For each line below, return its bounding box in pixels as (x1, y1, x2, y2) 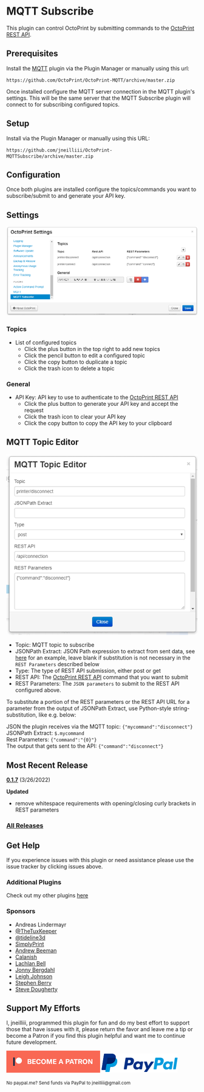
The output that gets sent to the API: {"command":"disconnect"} (6, 742, 164, 749)
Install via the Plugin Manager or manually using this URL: (6, 134, 150, 142)
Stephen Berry (15, 979, 52, 986)
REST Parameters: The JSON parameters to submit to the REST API (15, 680, 180, 687)
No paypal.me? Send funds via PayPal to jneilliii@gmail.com (6, 1080, 131, 1087)
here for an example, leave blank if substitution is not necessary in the (15, 654, 191, 661)
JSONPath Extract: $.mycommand (6, 729, 85, 737)
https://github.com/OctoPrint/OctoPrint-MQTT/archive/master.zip (6, 77, 175, 83)
